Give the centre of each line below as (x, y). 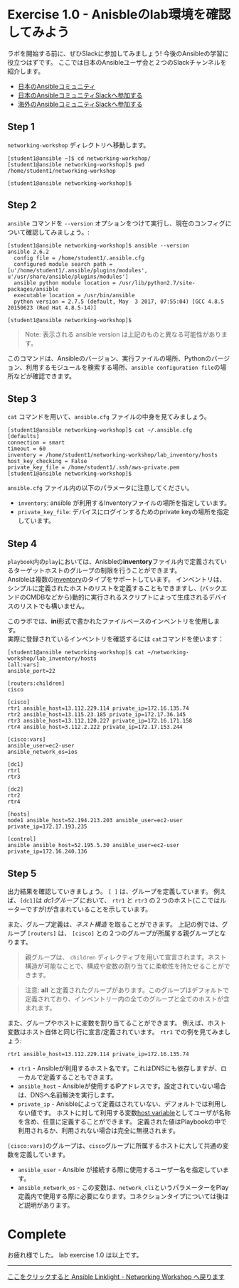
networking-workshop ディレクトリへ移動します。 (79, 145)
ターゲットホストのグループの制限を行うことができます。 (97, 570)
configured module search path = (63, 264)
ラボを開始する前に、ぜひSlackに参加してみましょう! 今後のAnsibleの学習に (118, 53)
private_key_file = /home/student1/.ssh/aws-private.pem (94, 468)
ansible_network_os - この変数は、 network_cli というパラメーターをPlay (123, 1187)
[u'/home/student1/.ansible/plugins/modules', (78, 270)
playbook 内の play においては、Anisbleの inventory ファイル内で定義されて (114, 562)
